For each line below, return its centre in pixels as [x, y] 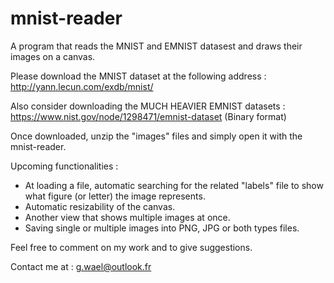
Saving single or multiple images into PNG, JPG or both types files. [162, 228]
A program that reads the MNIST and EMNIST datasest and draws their [156, 46]
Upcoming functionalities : [64, 166]
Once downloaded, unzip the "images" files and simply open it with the [156, 136]
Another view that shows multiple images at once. [127, 217]
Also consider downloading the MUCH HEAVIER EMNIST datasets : [148, 106]
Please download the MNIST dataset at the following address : [138, 76]
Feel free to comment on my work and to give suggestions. [131, 247]
